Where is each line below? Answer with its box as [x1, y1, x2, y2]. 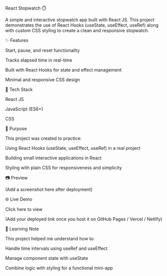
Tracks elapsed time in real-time [5, 57, 72, 63]
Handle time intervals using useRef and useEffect [5, 245, 107, 251]
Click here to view [5, 206, 43, 212]
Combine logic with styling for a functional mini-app [5, 265, 113, 271]
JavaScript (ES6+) [5, 106, 43, 112]
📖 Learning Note [5, 226, 39, 232]
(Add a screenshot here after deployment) [5, 187, 93, 192]
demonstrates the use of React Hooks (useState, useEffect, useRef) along [5, 22, 159, 28]
